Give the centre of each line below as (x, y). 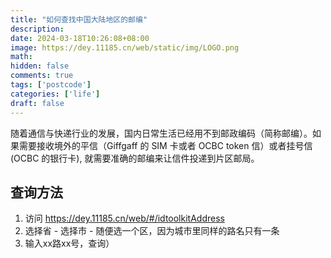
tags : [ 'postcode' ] (51, 85)
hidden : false (40, 66)
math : (21, 57)
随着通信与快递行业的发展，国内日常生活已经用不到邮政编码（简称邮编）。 (161, 133)
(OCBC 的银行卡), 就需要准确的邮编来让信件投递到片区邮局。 (135, 158)
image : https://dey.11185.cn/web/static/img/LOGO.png (125, 47)
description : (37, 29)
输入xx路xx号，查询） (69, 243)
